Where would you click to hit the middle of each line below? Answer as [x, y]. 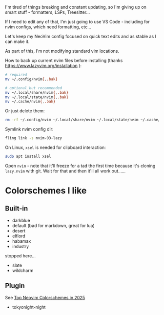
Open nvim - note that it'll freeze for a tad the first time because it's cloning [80, 166]
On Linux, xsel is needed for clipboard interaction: [55, 147]
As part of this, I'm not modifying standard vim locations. [62, 51]
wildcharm [23, 270]
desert [19, 231]
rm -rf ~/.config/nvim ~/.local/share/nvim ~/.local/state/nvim [72, 120]
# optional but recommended [34, 88]
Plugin [15, 286]
